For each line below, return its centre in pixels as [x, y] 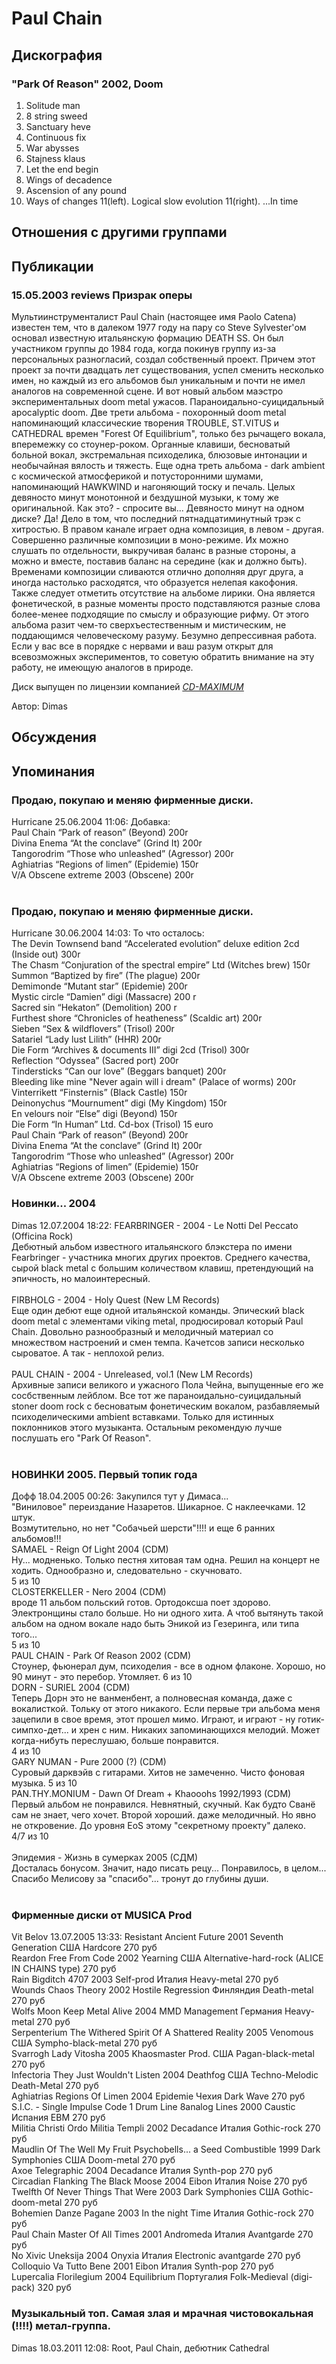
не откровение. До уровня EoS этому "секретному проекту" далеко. [158, 1825]
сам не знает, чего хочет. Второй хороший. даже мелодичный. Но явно [164, 1814]
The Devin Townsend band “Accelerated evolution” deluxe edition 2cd [155, 944]
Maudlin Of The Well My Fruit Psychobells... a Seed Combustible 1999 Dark [166, 2149]
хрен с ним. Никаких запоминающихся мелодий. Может [199, 1729]
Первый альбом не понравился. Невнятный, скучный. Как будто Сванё [163, 1804]
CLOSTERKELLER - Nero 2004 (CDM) [89, 1591]
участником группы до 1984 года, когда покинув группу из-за [144, 348]
